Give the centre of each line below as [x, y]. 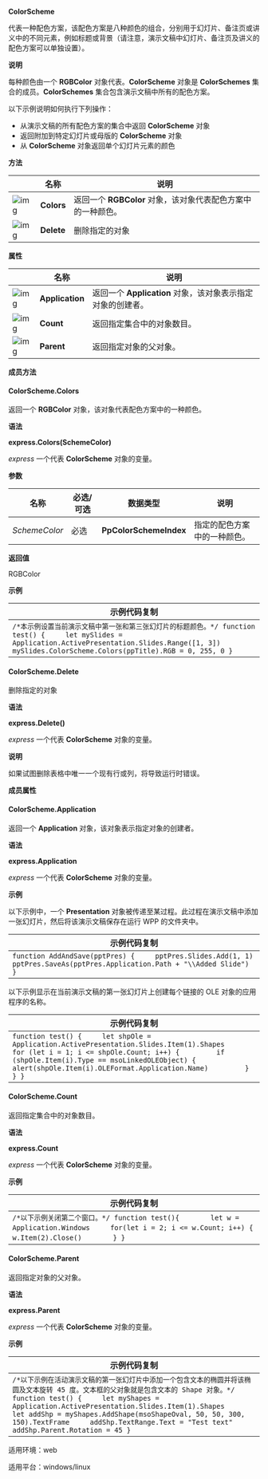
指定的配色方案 [222, 525]
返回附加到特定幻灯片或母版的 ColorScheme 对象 [101, 136]
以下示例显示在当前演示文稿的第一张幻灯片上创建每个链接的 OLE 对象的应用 [132, 992]
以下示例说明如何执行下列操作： [61, 108]
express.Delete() [37, 723]
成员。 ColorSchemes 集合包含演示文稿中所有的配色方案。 [118, 92]
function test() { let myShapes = [86, 1398]
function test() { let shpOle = [82, 1036]
